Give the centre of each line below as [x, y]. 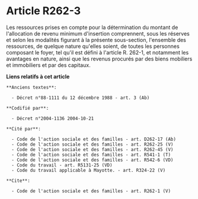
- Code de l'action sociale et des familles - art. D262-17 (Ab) [94, 139]
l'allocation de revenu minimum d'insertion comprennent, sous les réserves [98, 33]
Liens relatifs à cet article [38, 76]
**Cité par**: [24, 129]
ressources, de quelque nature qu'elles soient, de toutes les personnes [93, 46]
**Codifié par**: [28, 108]
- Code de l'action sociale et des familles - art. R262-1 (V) [91, 191]
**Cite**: [18, 181]
